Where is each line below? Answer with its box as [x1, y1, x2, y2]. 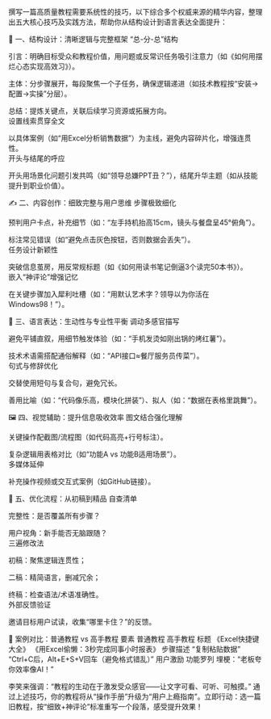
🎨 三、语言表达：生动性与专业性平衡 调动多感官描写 [8, 317, 180, 326]
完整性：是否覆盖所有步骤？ [8, 511, 101, 520]
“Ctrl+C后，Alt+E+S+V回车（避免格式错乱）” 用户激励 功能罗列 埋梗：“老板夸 [8, 654, 262, 664]
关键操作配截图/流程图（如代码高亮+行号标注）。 [8, 432, 168, 442]
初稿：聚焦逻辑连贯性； [8, 556, 86, 565]
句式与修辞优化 [8, 361, 58, 370]
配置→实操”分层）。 [8, 89, 72, 99]
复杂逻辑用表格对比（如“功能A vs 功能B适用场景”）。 [8, 449, 181, 459]
